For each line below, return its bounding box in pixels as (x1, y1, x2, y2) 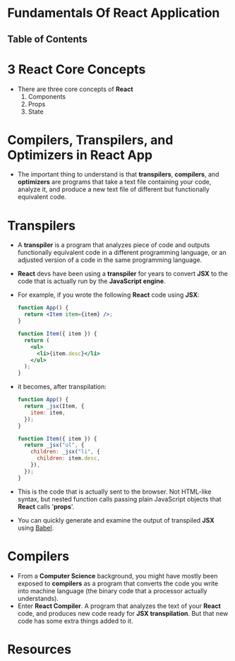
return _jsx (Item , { (24, 403, 85, 410)
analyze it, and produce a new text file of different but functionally (17, 185, 210, 193)
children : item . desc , (36, 455, 100, 462)
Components (28, 92, 66, 100)
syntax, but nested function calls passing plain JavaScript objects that (17, 494, 222, 503)
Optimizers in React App (7, 147, 153, 163)
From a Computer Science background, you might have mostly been (17, 571, 218, 580)
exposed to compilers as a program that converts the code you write (17, 579, 219, 588)
